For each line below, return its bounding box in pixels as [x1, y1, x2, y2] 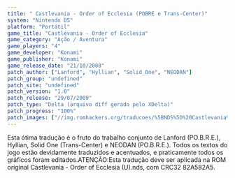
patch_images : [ [7, 114, 55, 121]
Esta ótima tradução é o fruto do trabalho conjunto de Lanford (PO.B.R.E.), [7, 133, 221, 142]
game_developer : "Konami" [7, 50, 83, 57]
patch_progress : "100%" [7, 107, 77, 114]
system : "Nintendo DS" [7, 17, 73, 24]
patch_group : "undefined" [7, 75, 83, 82]
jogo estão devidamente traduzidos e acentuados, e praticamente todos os [7, 148, 224, 156]
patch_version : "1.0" [7, 88, 71, 95]
